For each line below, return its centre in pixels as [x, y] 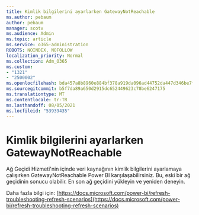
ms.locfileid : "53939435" [38, 111]
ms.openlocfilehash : [32, 84]
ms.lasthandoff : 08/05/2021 [41, 105]
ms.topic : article [29, 39]
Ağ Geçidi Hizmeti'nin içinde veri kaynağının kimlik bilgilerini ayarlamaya [94, 169]
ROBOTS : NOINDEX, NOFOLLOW [39, 50]
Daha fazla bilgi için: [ [33, 193]
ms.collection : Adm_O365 [37, 61]
